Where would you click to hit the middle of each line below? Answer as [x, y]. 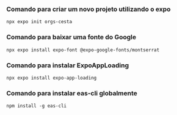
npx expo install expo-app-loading [52, 78]
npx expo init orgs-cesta [39, 22]
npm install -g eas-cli [37, 106]
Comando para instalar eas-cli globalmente [72, 93]
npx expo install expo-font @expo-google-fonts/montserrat [83, 50]
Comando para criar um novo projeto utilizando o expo [88, 9]
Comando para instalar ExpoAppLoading [68, 65]
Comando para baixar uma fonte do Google [71, 37]
